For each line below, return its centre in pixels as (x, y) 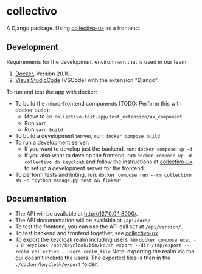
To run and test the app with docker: (52, 92)
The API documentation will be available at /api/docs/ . (83, 220)
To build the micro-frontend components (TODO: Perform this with (98, 103)
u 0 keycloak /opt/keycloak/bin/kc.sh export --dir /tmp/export (98, 245)
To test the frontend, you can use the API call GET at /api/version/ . (99, 227)
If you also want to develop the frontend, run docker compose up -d (108, 155)
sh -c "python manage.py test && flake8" (68, 180)
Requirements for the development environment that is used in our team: (97, 61)
